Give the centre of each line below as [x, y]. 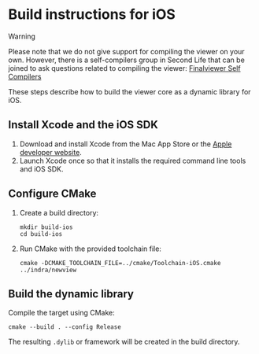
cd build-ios [41, 234]
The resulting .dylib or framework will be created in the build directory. [124, 342]
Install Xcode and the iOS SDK [83, 125]
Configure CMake [52, 194]
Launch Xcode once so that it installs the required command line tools [133, 160]
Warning [22, 36]
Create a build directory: [59, 212]
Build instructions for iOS [92, 15]
